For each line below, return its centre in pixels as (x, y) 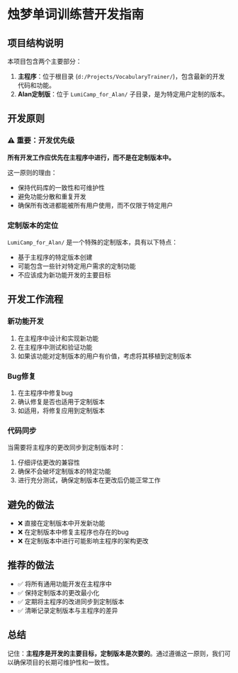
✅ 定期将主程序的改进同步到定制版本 (71, 601)
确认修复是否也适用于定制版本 (61, 401)
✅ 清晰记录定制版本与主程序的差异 (68, 610)
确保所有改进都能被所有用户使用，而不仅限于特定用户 (95, 205)
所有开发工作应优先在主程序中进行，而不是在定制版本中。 (91, 157)
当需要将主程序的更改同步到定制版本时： (66, 447)
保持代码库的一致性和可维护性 (61, 187)
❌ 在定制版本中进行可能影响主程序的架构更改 (83, 541)
